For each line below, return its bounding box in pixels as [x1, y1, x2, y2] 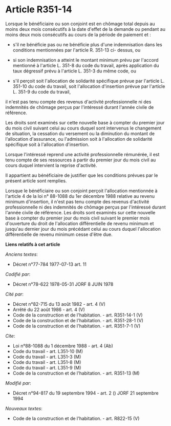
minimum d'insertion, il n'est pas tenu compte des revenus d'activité [5, 198, 149, 205]
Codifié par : [5, 271, 31, 277]
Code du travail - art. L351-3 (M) [12, 354, 81, 360]
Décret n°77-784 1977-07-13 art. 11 [12, 261, 87, 267]
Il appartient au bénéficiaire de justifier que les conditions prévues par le [5, 172, 158, 178]
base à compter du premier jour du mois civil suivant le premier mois [5, 215, 150, 221]
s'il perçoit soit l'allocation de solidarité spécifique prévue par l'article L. [12, 78, 165, 84]
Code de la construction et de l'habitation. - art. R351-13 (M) [12, 370, 140, 376]
